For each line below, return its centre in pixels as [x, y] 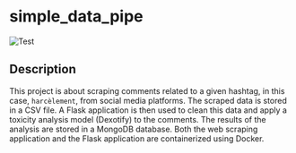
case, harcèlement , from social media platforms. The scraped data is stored [148, 100]
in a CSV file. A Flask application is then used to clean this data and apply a [148, 110]
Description [43, 69]
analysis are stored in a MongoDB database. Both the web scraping [134, 129]
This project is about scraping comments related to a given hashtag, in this [147, 90]
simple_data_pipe [76, 17]
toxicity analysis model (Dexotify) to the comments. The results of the [138, 119]
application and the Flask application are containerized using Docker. [137, 138]
